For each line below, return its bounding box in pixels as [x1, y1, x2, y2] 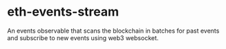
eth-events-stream [7, 4, 120, 20]
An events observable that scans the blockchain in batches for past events [7, 27, 220, 35]
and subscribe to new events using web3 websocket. [7, 33, 159, 42]
